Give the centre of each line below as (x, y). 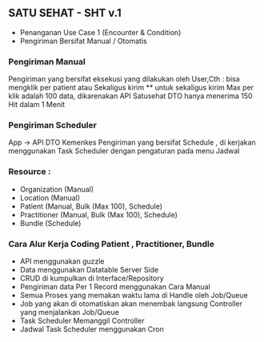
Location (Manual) (50, 197)
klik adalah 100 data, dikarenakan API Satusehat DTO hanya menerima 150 (131, 96)
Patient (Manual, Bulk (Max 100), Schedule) (91, 206)
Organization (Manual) (57, 189)
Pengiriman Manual (47, 62)
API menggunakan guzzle (62, 261)
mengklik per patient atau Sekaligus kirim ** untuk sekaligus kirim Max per (131, 88)
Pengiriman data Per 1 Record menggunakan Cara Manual (115, 286)
